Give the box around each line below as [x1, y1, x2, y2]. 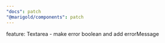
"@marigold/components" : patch [6, 14, 84, 20]
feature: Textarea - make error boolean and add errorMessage [6, 30, 160, 37]
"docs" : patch [6, 8, 42, 15]
